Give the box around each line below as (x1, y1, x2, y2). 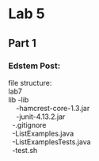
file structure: (8, 78, 52, 87)
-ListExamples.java (11, 128, 74, 138)
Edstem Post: (8, 60, 61, 71)
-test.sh (11, 145, 38, 155)
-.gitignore (11, 120, 47, 129)
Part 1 (8, 36, 37, 50)
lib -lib (8, 94, 29, 104)
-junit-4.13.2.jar (15, 112, 66, 121)
